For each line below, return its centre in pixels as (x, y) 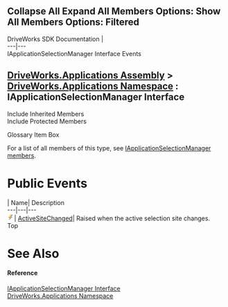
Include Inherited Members (46, 114)
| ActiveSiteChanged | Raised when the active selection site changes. (112, 218)
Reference (23, 273)
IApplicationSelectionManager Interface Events (74, 53)
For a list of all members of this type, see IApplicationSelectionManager (109, 148)
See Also (33, 253)
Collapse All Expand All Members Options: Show (114, 11)
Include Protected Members (47, 121)
